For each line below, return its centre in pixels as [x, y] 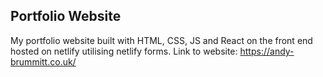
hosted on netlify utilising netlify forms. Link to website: [124, 51]
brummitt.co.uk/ [43, 61]
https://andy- [267, 51]
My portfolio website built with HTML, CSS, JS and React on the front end [161, 40]
